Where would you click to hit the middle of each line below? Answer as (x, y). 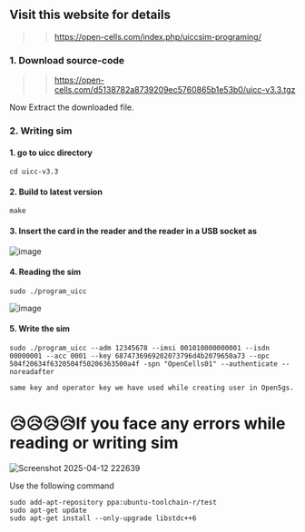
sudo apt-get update (49, 510)
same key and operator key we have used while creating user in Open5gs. (152, 388)
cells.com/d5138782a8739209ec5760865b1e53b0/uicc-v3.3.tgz (175, 90)
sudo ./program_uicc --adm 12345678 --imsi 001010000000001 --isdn (140, 349)
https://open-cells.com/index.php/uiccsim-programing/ (157, 36)
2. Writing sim (41, 131)
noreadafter (32, 372)
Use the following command (62, 486)
